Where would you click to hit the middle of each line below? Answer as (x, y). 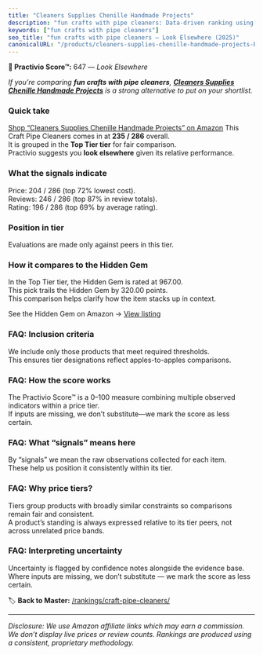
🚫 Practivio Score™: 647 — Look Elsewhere (78, 67)
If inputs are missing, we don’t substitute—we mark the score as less (119, 414)
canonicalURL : (31, 45)
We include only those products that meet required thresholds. (109, 351)
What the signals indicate (58, 174)
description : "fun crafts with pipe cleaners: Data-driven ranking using (131, 23)
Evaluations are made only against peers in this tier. (91, 245)
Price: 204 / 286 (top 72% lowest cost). (72, 190)
